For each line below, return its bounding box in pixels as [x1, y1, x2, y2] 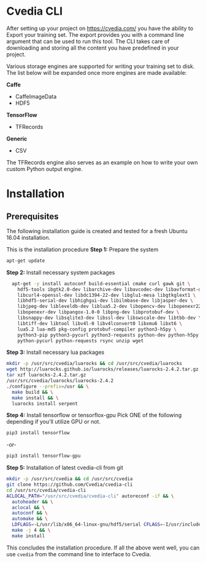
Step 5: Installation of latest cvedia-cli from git [6, 464, 124, 472]
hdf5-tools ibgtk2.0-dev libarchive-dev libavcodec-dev [17, 286, 164, 293]
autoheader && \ [12, 499, 53, 505]
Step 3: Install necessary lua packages [6, 348, 105, 356]
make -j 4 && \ [12, 527, 51, 534]
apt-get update [6, 258, 45, 264]
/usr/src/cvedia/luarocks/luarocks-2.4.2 [6, 378, 114, 384]
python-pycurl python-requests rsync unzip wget [17, 337, 144, 344]
